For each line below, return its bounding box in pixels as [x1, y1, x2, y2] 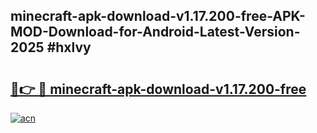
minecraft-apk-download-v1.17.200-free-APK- [10, 8, 306, 25]
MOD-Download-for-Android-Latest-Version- [10, 24, 301, 41]
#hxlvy [46, 39, 92, 56]
